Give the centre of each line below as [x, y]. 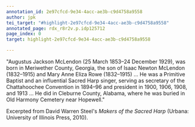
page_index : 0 [24, 34]
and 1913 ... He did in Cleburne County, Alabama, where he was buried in [96, 93]
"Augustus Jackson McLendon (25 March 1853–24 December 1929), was [96, 61]
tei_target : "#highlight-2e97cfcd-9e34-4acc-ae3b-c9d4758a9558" [88, 23]
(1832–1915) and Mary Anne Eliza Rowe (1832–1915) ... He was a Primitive [96, 74]
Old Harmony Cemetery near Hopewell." [56, 100]
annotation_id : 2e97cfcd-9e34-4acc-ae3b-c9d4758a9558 [75, 12]
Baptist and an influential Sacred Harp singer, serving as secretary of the [95, 80]
